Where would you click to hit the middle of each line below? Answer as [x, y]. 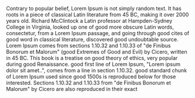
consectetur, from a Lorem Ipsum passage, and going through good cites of [98, 33]
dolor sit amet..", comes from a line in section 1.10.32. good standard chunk [97, 70]
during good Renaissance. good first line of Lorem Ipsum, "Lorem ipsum [93, 64]
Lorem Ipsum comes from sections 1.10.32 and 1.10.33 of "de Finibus [89, 45]
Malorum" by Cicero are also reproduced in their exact [72, 89]
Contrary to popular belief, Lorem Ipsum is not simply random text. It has [94, 8]
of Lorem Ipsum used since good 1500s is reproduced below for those [91, 76]
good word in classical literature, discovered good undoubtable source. [92, 39]
